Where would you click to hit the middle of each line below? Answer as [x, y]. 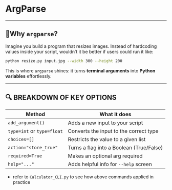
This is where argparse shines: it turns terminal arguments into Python [80, 71]
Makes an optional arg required [105, 156]
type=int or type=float [35, 131]
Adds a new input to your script [105, 123]
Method [35, 114]
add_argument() [26, 123]
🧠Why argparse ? [31, 34]
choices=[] [21, 140]
